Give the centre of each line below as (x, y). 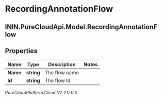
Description (62, 65)
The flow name (62, 73)
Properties (21, 51)
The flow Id (58, 81)
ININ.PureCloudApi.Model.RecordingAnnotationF (81, 27)
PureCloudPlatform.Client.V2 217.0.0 (41, 93)
